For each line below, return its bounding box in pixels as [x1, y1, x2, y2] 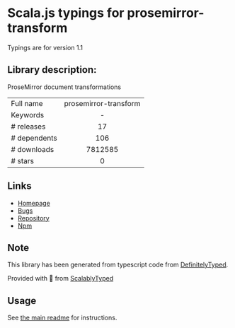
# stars [11, 156, 34, 165]
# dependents [11, 133, 58, 143]
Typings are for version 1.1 [7, 43, 84, 52]
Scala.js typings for [7, 5, 125, 21]
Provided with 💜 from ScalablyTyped [7, 274, 114, 283]
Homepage [17, 199, 51, 207]
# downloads [11, 144, 55, 154]
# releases [11, 122, 46, 131]
